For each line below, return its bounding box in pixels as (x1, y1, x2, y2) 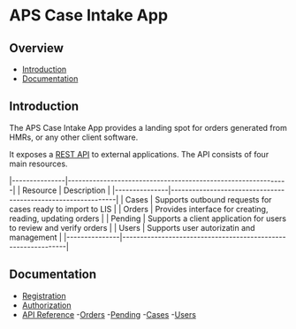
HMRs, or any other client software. (9, 132, 139, 142)
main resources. (9, 158, 68, 169)
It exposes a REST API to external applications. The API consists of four (9, 149, 269, 159)
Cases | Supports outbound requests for (125, 194, 272, 204)
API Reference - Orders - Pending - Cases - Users (21, 309, 197, 319)
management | (9, 232, 62, 242)
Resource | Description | (21, 185, 110, 195)
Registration (21, 290, 66, 301)
